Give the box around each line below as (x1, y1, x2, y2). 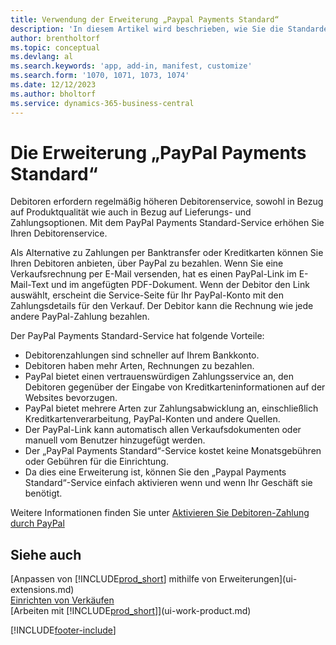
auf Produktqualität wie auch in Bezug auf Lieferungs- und (10, 206, 252, 218)
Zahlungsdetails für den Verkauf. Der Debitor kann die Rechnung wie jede (10, 300, 314, 312)
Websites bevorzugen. (24, 392, 118, 404)
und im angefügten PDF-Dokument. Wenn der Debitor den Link (50, 279, 310, 291)
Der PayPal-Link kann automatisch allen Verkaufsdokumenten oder (24, 424, 302, 436)
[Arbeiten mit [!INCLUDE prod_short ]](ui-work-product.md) (10, 605, 252, 617)
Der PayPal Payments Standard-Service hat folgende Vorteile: (10, 330, 265, 342)
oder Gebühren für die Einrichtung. (24, 456, 169, 468)
